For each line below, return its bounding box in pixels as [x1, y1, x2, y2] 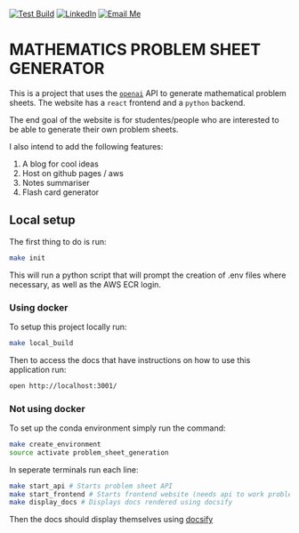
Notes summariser [21, 177, 91, 188]
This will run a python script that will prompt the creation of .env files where [9, 270, 287, 280]
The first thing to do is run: [9, 236, 107, 246]
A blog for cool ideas [21, 158, 100, 169]
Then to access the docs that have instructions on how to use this [9, 354, 251, 365]
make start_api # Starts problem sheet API [9, 481, 174, 490]
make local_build [9, 338, 74, 347]
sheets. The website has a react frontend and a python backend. [9, 97, 246, 108]
